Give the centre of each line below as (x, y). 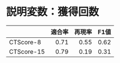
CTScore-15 (27, 51)
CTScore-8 (25, 42)
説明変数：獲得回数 (53, 12)
